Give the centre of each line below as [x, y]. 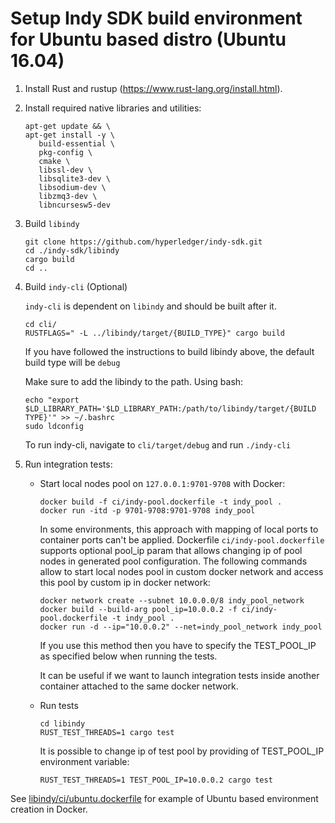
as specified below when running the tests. [128, 656]
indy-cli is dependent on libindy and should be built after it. [150, 306]
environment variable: [84, 761]
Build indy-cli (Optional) [76, 286]
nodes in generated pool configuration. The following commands [173, 561]
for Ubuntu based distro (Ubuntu [148, 39]
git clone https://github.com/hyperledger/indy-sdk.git [143, 242]
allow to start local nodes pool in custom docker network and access [181, 571]
